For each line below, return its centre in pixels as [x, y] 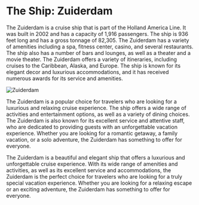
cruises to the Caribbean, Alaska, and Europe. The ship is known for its [94, 65]
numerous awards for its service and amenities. [65, 78]
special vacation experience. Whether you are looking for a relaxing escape [99, 183]
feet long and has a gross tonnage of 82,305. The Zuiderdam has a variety [98, 40]
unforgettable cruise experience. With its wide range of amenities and [92, 164]
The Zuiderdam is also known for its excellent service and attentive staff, [96, 120]
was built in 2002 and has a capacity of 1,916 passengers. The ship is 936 [97, 33]
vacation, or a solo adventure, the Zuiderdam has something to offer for [94, 139]
